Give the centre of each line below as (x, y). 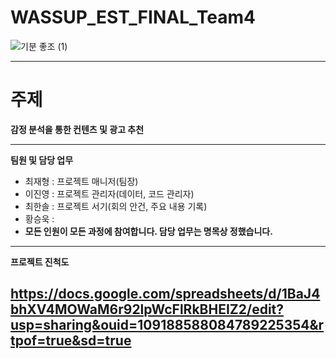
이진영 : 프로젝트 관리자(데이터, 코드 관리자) (109, 193)
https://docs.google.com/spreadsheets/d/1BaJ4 (165, 294)
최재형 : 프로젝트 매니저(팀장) (81, 181)
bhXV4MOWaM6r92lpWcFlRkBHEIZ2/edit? (147, 309)
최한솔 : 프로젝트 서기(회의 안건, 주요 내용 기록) (116, 206)
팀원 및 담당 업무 (42, 160)
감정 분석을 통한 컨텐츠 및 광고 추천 (77, 129)
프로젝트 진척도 (40, 262)
